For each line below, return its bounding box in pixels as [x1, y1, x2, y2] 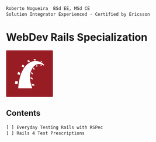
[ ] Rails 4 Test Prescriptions [6, 130, 85, 136]
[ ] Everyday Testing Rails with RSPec [6, 125, 103, 130]
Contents [6, 108, 41, 118]
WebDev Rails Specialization [6, 31, 148, 44]
